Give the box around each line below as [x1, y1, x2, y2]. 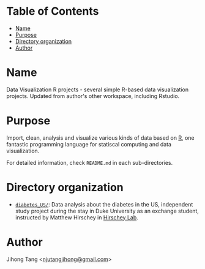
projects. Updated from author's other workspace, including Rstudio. [6, 92, 180, 99]
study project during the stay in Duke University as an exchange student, [15, 207, 199, 214]
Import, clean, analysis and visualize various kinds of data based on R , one [6, 134, 195, 142]
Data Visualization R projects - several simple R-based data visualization [6, 86, 188, 93]
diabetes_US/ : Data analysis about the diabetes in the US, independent [15, 200, 193, 208]
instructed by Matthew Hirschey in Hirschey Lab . [15, 213, 139, 221]
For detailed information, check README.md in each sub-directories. [6, 159, 173, 166]
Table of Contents [6, 4, 99, 18]
